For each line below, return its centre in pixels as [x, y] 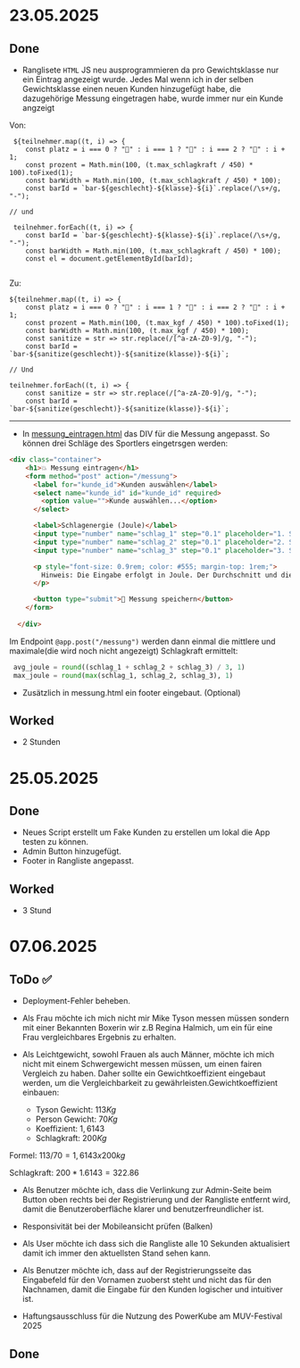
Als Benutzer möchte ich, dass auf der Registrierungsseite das [137, 1271]
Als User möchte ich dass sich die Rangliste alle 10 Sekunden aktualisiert [156, 1244]
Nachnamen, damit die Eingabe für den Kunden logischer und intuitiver [152, 1289]
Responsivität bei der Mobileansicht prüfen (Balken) [117, 1226]
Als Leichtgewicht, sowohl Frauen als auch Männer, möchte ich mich [148, 1055]
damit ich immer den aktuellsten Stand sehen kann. [117, 1253]
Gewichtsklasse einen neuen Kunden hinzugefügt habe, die [131, 89]
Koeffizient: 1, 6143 [70, 1129]
